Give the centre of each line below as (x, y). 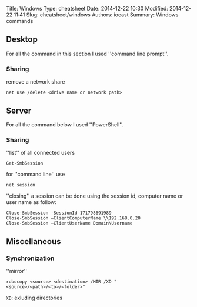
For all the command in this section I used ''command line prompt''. (87, 54)
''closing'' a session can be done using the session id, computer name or (95, 196)
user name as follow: (31, 202)
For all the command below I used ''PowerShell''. (65, 124)
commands (20, 21)
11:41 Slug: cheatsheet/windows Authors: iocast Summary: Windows (96, 15)
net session (21, 185)
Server (19, 110)
